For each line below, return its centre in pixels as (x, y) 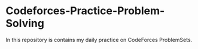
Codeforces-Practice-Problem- (85, 11)
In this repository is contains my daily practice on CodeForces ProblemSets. (99, 40)
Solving (25, 23)
